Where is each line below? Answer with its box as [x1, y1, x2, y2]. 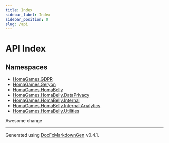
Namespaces [5, 63, 48, 71]
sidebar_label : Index [5, 12, 51, 17]
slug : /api [5, 21, 28, 27]
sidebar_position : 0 [5, 17, 49, 22]
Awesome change [5, 118, 43, 124]
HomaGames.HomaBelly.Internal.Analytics [12, 103, 101, 109]
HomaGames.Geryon [12, 81, 56, 88]
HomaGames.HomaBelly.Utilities [12, 108, 79, 114]
